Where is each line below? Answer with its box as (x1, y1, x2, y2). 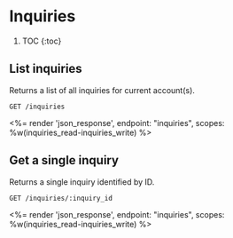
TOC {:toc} (21, 36, 62, 46)
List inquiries (9, 61, 82, 76)
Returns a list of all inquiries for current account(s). (9, 84, 195, 95)
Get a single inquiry (9, 153, 120, 168)
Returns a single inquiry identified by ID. (9, 176, 155, 187)
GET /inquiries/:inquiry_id (9, 194, 113, 202)
